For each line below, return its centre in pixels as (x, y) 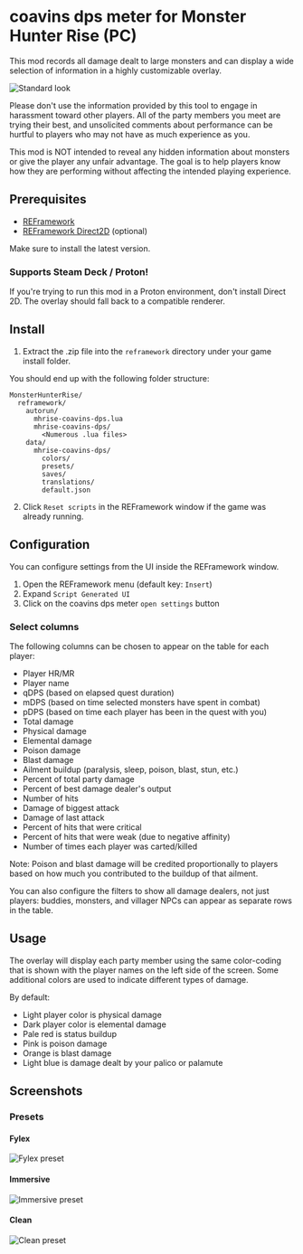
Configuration (50, 545)
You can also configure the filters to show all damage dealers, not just (139, 891)
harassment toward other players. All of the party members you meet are (145, 115)
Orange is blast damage (67, 1053)
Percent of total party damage (79, 778)
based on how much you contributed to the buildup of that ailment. (134, 873)
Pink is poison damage (65, 1043)
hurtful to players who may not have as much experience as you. (130, 134)
